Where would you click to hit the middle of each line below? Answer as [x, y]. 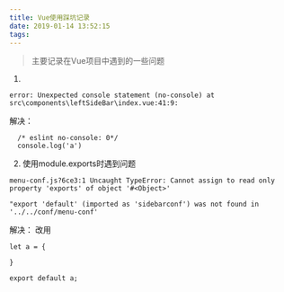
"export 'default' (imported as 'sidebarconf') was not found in [134, 204]
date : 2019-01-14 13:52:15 [60, 26]
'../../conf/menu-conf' [54, 212]
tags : [19, 34]
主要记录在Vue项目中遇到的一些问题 [98, 61]
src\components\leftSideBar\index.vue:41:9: [94, 103]
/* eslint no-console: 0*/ [68, 138]
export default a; [44, 279]
